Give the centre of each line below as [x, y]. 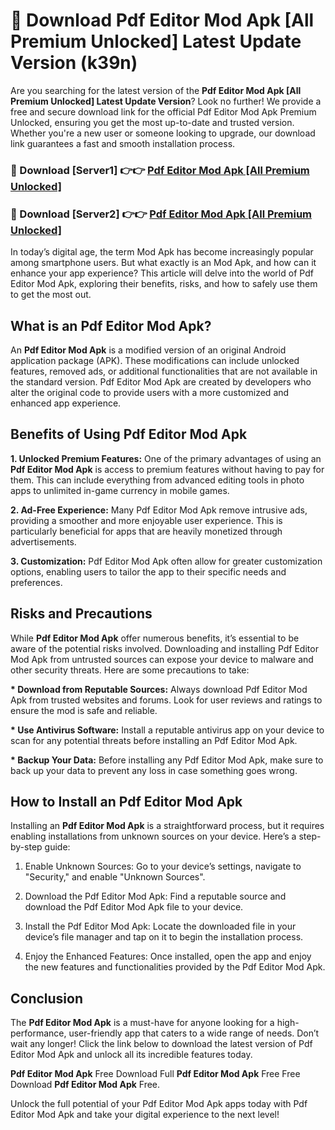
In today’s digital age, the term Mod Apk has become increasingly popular [162, 252]
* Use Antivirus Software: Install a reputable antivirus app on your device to [167, 730]
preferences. [36, 582]
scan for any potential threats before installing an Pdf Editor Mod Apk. [154, 740]
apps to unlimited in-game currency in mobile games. [120, 490]
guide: [57, 847]
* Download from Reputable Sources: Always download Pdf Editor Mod [159, 689]
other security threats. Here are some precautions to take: [130, 670]
